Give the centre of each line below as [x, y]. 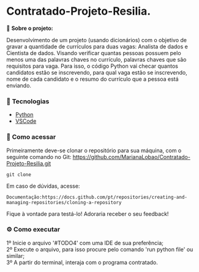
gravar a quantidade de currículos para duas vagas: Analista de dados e [97, 46]
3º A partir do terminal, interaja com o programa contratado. [82, 262]
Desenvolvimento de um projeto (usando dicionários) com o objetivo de [96, 40]
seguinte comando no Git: [39, 156]
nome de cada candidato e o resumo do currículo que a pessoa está [92, 79]
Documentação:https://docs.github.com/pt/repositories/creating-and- [97, 197]
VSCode [26, 121]
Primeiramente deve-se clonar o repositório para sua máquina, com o [94, 150]
